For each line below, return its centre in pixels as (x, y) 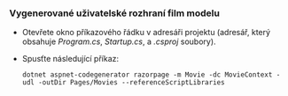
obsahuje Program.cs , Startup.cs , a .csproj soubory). (119, 41)
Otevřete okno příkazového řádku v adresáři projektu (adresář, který (146, 33)
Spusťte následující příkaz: (70, 59)
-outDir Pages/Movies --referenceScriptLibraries (132, 83)
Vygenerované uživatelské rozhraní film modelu (114, 13)
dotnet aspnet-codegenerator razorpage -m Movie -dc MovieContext (147, 75)
